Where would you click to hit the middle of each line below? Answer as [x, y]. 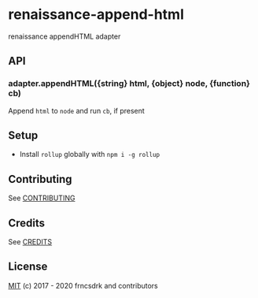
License [28, 267]
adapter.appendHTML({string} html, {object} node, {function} [129, 84]
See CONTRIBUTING [42, 198]
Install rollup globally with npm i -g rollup [89, 155]
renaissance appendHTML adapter [64, 36]
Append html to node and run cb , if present [77, 110]
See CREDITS [30, 242]
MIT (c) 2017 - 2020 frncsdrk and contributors [83, 285]
